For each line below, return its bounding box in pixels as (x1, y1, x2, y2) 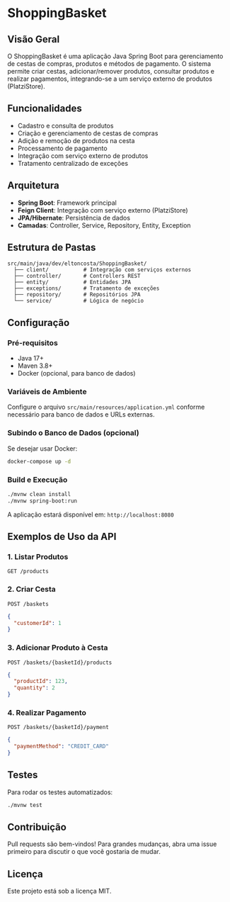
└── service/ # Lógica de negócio (13, 298, 144, 305)
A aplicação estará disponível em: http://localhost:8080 (7, 510, 175, 519)
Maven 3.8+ (17, 361, 53, 370)
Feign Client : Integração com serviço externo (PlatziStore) (17, 205, 189, 214)
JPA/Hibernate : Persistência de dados (17, 213, 131, 222)
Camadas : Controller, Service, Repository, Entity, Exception (17, 221, 191, 230)
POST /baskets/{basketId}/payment (7, 724, 110, 731)
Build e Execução (7, 475, 68, 485)
